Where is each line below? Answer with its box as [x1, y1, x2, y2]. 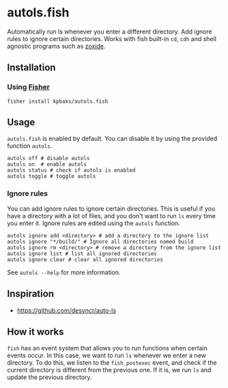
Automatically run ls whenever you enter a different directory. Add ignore [7, 27, 213, 36]
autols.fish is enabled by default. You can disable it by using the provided [7, 135, 218, 143]
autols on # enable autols [7, 161, 87, 168]
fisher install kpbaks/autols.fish [7, 98, 109, 105]
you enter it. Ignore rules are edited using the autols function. [7, 219, 181, 227]
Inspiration [7, 288, 55, 300]
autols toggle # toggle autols [7, 173, 96, 180]
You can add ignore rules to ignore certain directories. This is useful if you [7, 204, 216, 213]
